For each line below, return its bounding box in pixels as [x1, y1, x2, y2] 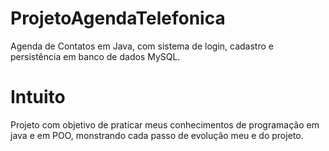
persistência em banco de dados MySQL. [10, 50, 181, 62]
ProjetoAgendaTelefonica [10, 7, 226, 30]
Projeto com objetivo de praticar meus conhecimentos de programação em [10, 118, 320, 131]
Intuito [10, 86, 66, 109]
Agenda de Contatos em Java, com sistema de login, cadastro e [10, 40, 274, 52]
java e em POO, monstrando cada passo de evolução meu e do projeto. [10, 129, 304, 141]
